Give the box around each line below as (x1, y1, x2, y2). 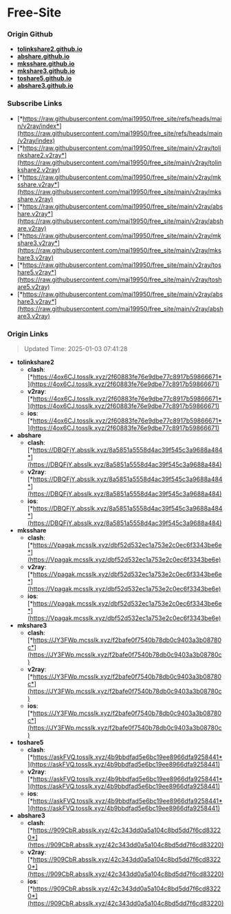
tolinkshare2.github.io (16, 45, 82, 53)
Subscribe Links (7, 98, 63, 108)
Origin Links (7, 329, 49, 339)
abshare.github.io (16, 52, 70, 61)
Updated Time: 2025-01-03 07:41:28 (23, 345, 128, 353)
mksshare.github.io (16, 60, 75, 68)
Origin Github (7, 30, 54, 39)
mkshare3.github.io (16, 67, 76, 75)
